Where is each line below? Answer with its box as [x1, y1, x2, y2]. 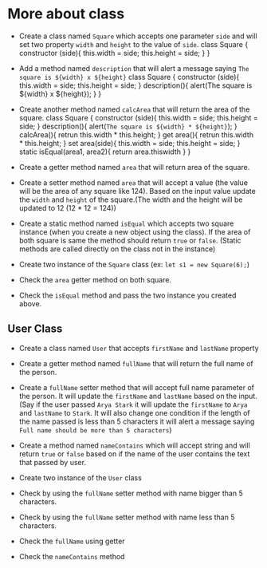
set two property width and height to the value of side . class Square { [18, 39, 249, 49]
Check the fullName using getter [18, 536, 125, 546]
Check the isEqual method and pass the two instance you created [18, 290, 237, 300]
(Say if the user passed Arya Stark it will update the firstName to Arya [18, 400, 248, 409]
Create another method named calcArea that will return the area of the [18, 105, 250, 114]
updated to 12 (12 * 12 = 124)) [18, 203, 117, 212]
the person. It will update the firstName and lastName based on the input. [18, 391, 258, 400]
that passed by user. [18, 457, 87, 467]
